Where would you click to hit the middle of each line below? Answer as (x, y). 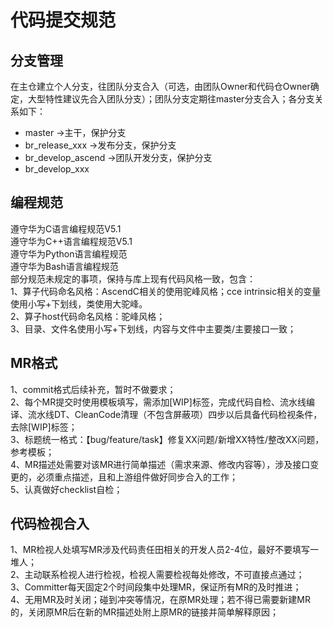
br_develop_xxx (57, 169)
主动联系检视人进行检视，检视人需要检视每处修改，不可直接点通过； (164, 575)
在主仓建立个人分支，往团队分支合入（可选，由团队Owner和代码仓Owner (160, 86)
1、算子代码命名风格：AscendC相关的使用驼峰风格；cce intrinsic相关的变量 (166, 291)
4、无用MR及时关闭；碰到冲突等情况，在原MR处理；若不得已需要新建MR (161, 600)
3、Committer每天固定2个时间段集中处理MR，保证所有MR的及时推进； (156, 587)
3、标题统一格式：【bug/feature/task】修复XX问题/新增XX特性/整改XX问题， (167, 439)
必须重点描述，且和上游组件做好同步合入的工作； (137, 477)
